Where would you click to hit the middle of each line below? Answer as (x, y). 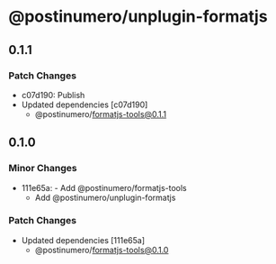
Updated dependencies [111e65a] (83, 240)
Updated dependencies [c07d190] (85, 105)
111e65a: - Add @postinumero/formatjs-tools (104, 187)
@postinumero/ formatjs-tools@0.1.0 (102, 250)
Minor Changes (43, 168)
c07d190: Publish (53, 95)
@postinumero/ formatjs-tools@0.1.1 (101, 114)
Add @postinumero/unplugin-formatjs (105, 197)
